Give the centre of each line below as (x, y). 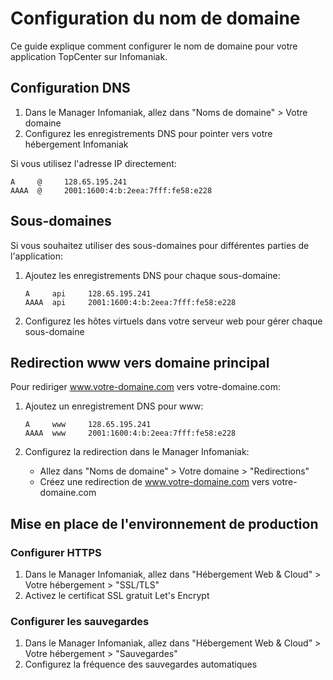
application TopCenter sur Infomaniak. (89, 56)
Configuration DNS (70, 88)
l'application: (37, 256)
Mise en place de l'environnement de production (164, 523)
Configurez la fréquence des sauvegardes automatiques (141, 664)
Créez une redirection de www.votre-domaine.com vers (154, 482)
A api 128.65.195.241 (88, 293)
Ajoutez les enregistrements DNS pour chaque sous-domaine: (152, 275)
